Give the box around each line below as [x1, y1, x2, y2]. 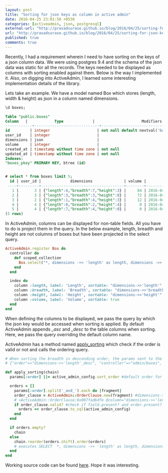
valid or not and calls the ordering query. [5, 346, 89, 352]
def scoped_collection [14, 255, 61, 261]
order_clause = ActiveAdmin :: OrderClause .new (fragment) [14, 393, 133, 398]
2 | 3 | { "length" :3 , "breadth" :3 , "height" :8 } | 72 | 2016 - [11, 192, 160, 198]
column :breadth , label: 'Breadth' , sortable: [14, 288, 113, 293]
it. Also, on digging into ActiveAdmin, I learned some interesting [5, 75, 136, 81]
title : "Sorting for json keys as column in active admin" [5, 12, 131, 17]
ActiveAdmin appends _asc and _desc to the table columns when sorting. [5, 326, 156, 332]
